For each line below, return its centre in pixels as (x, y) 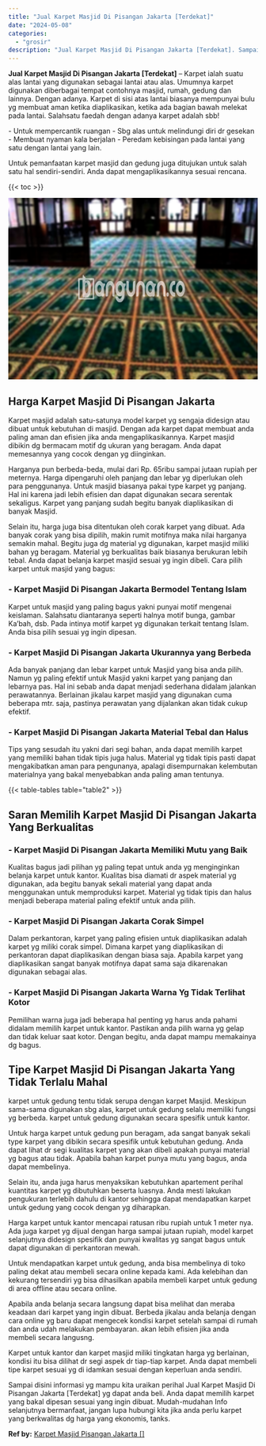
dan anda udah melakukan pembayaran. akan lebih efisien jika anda (119, 1329)
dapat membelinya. (40, 1167)
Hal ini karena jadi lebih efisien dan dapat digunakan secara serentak (120, 495)
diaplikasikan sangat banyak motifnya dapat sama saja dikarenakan (118, 964)
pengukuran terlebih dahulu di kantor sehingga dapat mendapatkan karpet (129, 1199)
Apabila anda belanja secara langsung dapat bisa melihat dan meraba (122, 1304)
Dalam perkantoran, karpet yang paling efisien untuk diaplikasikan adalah (128, 939)
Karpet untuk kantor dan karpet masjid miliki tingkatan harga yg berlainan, (129, 1353)
